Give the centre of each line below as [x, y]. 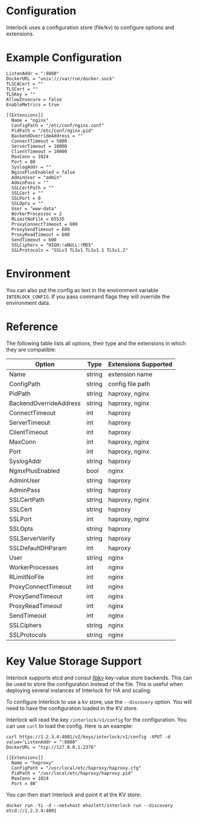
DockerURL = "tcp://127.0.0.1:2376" [51, 747]
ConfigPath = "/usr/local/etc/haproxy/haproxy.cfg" [77, 768]
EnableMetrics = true [33, 105]
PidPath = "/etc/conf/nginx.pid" [53, 131]
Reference [32, 327]
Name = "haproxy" [33, 763]
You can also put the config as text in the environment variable [82, 290]
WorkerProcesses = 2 [37, 214]
